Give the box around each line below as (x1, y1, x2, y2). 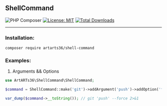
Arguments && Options (12, 68, 60, 74)
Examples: (5, 57, 31, 64)
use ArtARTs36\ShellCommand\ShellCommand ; (5, 78, 94, 83)
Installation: (5, 34, 35, 41)
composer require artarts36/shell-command (5, 46, 94, 51)
